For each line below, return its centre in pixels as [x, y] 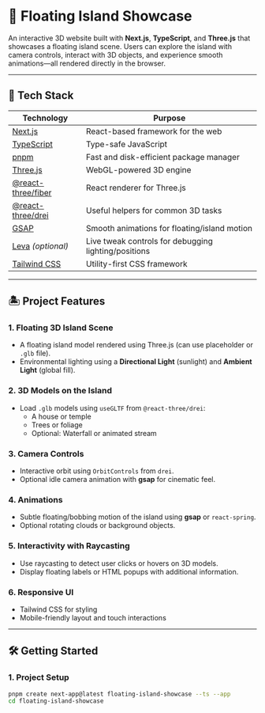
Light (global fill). [47, 370]
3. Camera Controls [46, 453]
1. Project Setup [39, 677]
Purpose [170, 118]
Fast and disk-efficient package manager [163, 157]
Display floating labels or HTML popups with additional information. [129, 571]
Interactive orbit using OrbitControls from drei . [97, 471]
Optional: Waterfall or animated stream [94, 433]
